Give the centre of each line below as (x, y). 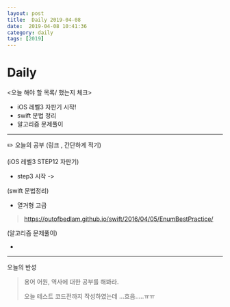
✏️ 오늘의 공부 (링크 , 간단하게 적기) (54, 145)
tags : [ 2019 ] (26, 39)
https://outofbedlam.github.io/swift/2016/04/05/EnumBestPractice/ (118, 219)
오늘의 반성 (22, 267)
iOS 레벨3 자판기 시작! (47, 107)
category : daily (30, 32)
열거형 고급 (32, 205)
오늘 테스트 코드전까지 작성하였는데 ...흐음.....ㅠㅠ (89, 296)
